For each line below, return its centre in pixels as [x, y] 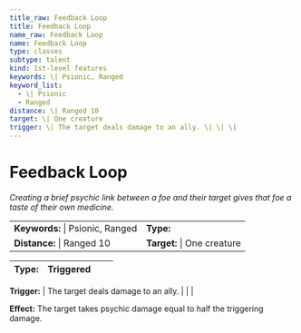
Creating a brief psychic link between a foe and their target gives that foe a [150, 197]
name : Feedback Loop [49, 43]
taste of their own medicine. [62, 207]
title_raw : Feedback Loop [58, 18]
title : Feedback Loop [50, 26]
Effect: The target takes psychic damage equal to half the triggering [137, 309]
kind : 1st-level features [58, 69]
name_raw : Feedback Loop [56, 34]
